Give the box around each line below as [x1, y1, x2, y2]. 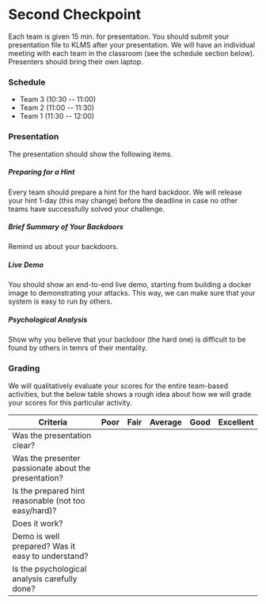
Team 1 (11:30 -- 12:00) [19, 111, 95, 121]
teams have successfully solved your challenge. [8, 204, 165, 213]
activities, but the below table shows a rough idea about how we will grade [8, 389, 252, 398]
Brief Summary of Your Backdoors [8, 222, 124, 232]
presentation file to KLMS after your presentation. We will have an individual [8, 40, 256, 49]
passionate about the [12, 462, 91, 474]
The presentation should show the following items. [8, 149, 173, 159]
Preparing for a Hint [8, 168, 75, 177]
